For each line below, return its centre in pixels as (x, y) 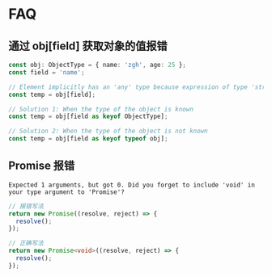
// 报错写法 (26, 206)
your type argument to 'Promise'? (67, 192)
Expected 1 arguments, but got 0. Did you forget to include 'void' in (132, 185)
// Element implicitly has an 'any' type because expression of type (128, 87)
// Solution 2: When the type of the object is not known (108, 131)
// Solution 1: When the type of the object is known (101, 109)
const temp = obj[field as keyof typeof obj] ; (88, 139)
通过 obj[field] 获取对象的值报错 (88, 46)
